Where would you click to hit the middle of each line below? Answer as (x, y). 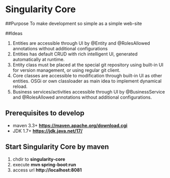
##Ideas (14, 33)
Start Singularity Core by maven (57, 147)
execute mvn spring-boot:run (44, 164)
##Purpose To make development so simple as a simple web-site (74, 23)
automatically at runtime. (39, 59)
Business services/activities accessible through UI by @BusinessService (89, 92)
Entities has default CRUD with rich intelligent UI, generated (75, 54)
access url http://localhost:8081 (47, 170)
